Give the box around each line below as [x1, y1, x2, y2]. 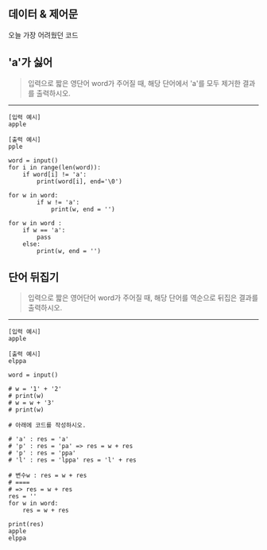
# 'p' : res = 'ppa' [8, 449, 77, 458]
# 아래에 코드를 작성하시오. [8, 421, 87, 430]
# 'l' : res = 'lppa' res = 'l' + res [8, 456, 137, 464]
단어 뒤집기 [8, 271, 60, 284]
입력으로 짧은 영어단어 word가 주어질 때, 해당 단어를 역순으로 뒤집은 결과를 [27, 293, 258, 302]
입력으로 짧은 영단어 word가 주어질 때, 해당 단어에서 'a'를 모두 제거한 [27, 78, 241, 88]
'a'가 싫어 [8, 56, 53, 69]
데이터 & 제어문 [8, 7, 78, 21]
